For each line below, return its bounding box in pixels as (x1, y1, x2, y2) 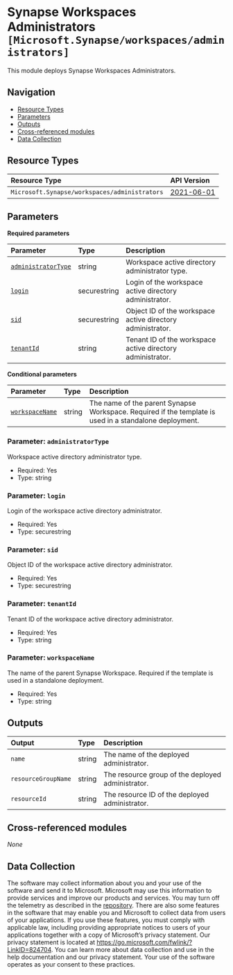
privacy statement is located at (7, 938, 96, 946)
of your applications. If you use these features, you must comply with (7, 916, 205, 924)
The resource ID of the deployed (103, 789, 209, 799)
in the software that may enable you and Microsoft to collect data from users (7, 909, 226, 917)
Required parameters (7, 229, 70, 237)
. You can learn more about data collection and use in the (51, 946, 215, 954)
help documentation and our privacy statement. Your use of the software (7, 953, 215, 961)
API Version (169, 175, 210, 185)
